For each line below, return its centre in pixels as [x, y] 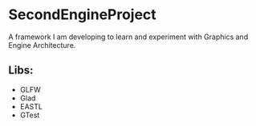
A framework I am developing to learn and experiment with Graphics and [128, 37]
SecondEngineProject [82, 15]
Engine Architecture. [42, 45]
